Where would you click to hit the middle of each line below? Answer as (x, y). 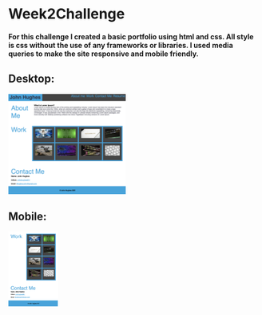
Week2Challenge (67, 14)
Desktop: (32, 79)
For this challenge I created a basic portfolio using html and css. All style (131, 36)
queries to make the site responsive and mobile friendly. (104, 54)
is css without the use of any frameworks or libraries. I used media (121, 45)
